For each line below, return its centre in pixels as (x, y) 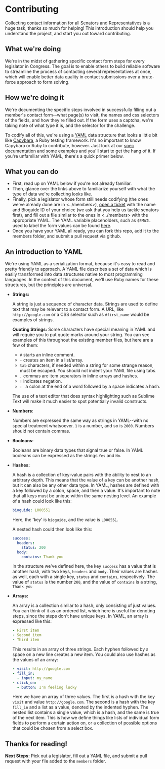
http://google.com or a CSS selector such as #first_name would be (81, 315)
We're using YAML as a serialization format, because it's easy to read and (80, 264)
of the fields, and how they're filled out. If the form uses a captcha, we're (79, 120)
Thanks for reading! (36, 744)
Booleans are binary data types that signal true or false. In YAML (78, 450)
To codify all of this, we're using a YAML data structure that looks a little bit (81, 135)
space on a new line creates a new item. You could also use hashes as (84, 654)
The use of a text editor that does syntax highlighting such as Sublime (83, 396)
